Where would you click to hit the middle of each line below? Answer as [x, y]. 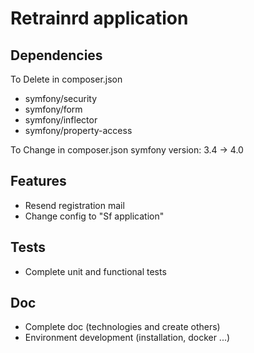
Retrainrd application [99, 18]
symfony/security [61, 98]
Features [38, 181]
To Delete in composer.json [66, 79]
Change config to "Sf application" [94, 216]
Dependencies [56, 55]
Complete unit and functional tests [95, 271]
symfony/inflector [61, 120]
